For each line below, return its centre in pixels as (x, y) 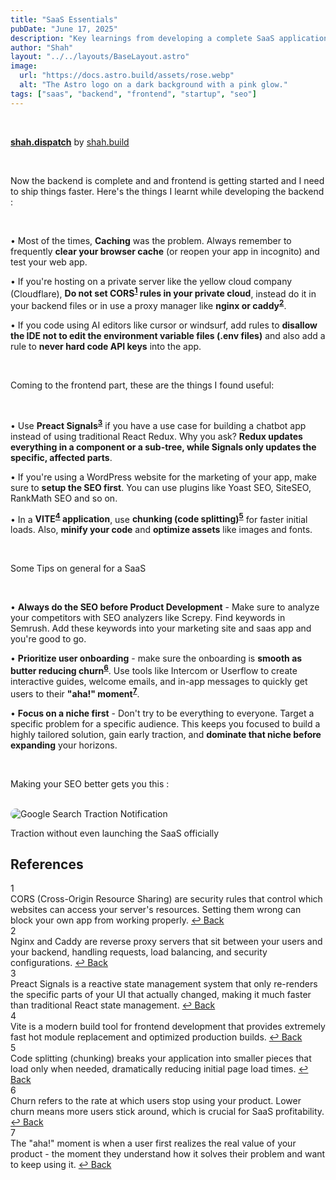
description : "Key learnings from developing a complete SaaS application (169, 38)
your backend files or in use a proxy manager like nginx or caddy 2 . (148, 304)
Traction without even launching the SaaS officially (115, 833)
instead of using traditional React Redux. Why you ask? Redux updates (156, 436)
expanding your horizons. (64, 745)
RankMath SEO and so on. (64, 498)
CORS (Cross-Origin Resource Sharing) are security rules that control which (166, 899)
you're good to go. (48, 639)
